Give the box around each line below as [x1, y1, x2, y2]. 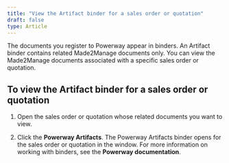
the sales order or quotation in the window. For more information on [16, 140, 208, 149]
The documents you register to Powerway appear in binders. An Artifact [7, 42, 210, 50]
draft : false [7, 17, 45, 23]
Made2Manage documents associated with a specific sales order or [7, 56, 199, 65]
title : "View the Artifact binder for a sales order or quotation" [7, 10, 204, 17]
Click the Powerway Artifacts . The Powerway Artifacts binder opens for [16, 133, 221, 142]
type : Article [7, 23, 48, 30]
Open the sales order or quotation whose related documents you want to [16, 113, 223, 121]
